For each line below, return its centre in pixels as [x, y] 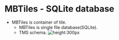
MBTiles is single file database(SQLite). [58, 27]
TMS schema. [33, 32]
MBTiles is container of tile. [39, 22]
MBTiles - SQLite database [59, 9]
